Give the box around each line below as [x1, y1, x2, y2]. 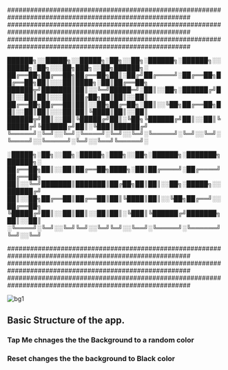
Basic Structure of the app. [7, 315, 125, 326]
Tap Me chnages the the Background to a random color [7, 335, 194, 345]
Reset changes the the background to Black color [7, 354, 176, 364]
